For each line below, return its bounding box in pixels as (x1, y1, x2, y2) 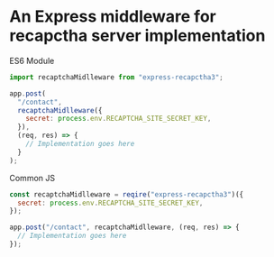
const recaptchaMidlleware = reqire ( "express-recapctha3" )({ (9, 189, 244, 199)
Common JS (9, 172, 56, 183)
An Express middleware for (9, 6, 216, 27)
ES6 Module (9, 55, 55, 66)
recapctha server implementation (9, 25, 266, 46)
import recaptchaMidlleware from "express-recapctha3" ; (9, 72, 224, 82)
